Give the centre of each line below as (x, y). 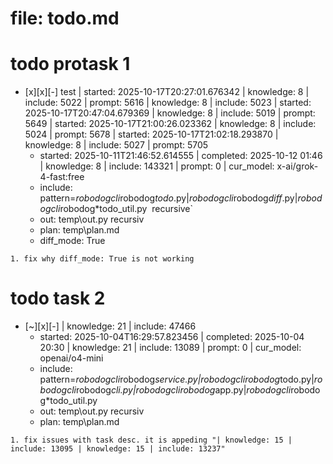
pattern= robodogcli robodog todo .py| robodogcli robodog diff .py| (168, 198)
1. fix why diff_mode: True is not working (102, 259)
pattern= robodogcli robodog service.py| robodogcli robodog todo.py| (177, 379)
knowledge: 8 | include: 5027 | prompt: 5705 (116, 145)
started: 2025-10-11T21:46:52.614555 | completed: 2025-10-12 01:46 (181, 156)
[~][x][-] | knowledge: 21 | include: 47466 (110, 326)
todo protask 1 (70, 64)
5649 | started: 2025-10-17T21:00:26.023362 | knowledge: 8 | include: (170, 124)
